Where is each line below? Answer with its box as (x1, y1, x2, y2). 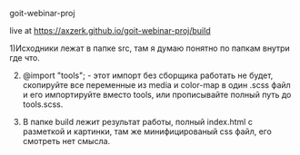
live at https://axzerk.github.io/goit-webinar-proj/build (9, 25, 211, 35)
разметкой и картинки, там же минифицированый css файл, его (22, 126, 273, 137)
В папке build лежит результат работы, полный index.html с (22, 117, 253, 127)
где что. (9, 53, 41, 63)
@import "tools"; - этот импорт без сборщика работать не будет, (22, 70, 274, 81)
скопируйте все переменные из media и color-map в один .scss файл (22, 80, 291, 90)
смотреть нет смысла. (22, 136, 111, 146)
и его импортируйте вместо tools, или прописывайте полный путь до (22, 90, 292, 100)
